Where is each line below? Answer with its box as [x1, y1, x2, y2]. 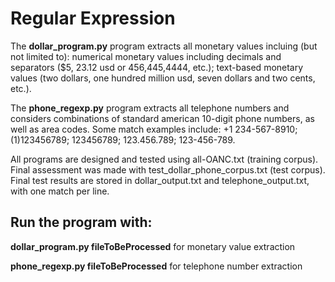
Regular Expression [10, 7, 176, 30]
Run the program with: [10, 214, 153, 231]
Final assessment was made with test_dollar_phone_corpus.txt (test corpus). [10, 163, 326, 176]
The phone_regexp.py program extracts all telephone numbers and [10, 102, 290, 114]
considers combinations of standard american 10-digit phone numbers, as [10, 112, 315, 124]
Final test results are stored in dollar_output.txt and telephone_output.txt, [10, 174, 310, 186]
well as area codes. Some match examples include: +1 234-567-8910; [10, 123, 298, 135]
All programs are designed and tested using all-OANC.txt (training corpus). [10, 153, 319, 165]
